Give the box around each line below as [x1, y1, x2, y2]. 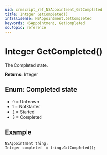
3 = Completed [12, 114, 42, 120]
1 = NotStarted [12, 103, 41, 109]
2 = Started [12, 109, 35, 115]
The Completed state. [5, 62, 48, 68]
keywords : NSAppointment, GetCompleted [5, 20, 85, 26]
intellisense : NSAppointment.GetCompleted [5, 16, 92, 21]
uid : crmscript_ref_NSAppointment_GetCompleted [5, 7, 103, 12]
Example [5, 128, 32, 137]
